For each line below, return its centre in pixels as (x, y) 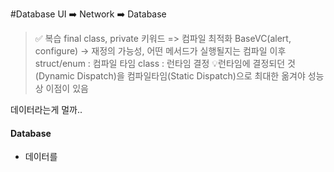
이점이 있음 (67, 88)
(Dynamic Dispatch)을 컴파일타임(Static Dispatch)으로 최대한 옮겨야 (170, 76)
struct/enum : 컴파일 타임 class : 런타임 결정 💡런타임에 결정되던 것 (165, 63)
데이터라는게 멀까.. (46, 109)
